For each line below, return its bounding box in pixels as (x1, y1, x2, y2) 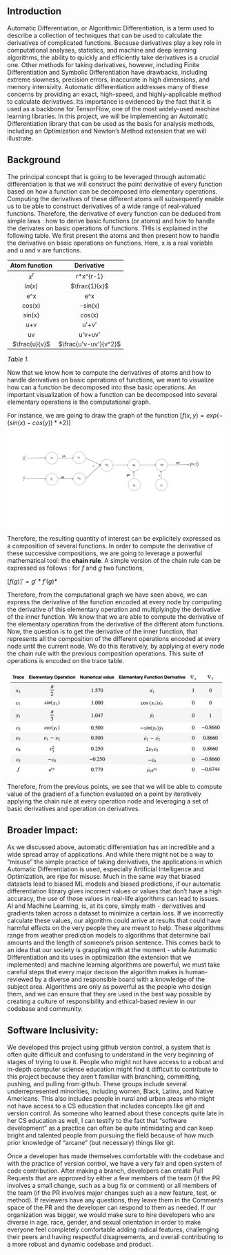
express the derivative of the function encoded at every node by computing (7, 597, 222, 606)
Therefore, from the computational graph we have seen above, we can (7, 591, 208, 599)
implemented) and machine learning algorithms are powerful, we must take (7, 960, 221, 969)
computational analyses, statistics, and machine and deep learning (7, 46, 197, 54)
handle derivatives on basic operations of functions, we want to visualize (7, 376, 214, 384)
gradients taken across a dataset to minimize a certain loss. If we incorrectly (7, 909, 224, 917)
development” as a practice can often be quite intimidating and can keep (7, 1124, 214, 1132)
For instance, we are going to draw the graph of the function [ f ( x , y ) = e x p (7, 411, 217, 420)
